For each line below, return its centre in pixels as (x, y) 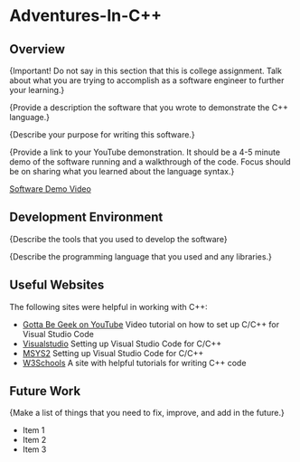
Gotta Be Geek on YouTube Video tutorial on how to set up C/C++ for (151, 324)
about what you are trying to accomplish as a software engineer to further (147, 80)
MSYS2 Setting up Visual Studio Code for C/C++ (113, 353)
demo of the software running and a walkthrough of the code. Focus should (150, 162)
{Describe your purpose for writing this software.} (103, 135)
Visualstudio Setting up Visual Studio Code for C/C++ (122, 344)
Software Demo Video (51, 189)
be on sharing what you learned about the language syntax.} (122, 171)
